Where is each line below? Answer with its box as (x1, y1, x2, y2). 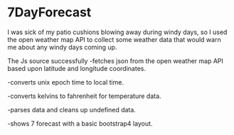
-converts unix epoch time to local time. (7, 77, 124, 86)
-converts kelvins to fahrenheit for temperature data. (7, 92, 161, 100)
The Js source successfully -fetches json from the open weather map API (7, 56, 224, 65)
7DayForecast (7, 4, 92, 21)
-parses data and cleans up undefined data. (7, 105, 137, 114)
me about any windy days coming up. (7, 43, 117, 51)
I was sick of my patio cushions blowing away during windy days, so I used (7, 28, 228, 36)
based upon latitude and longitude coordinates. (7, 64, 146, 72)
